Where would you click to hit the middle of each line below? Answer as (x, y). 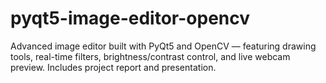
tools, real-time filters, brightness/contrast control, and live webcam (150, 56)
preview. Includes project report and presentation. (113, 67)
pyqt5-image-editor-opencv (130, 18)
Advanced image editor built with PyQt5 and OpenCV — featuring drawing (163, 46)
